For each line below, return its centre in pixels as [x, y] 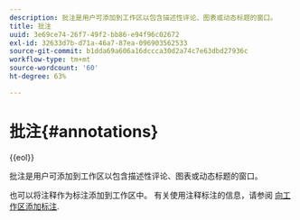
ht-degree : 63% [38, 77]
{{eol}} [22, 157]
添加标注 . [42, 206]
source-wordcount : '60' [54, 69]
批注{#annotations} [84, 131]
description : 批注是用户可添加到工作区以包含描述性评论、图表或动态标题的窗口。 [143, 18]
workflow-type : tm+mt [50, 60]
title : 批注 [30, 26]
